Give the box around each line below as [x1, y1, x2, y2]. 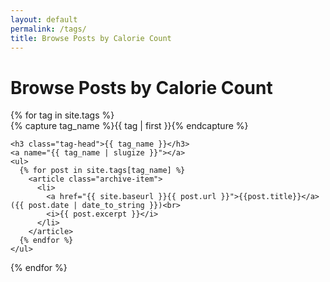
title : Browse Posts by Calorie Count [10, 33, 172, 43]
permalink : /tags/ [10, 24, 87, 34]
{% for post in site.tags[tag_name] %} [19, 166, 186, 176]
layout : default [10, 14, 78, 25]
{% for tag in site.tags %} [10, 109, 115, 121]
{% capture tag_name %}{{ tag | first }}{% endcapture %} [10, 120, 249, 132]
